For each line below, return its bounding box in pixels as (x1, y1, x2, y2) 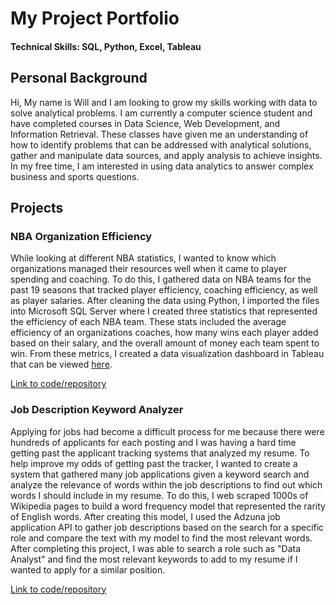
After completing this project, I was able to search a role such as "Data (10, 542, 302, 554)
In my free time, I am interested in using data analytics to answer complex (10, 160, 314, 172)
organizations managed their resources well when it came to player (10, 263, 287, 275)
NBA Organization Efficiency (10, 229, 153, 243)
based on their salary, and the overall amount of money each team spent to (10, 337, 320, 349)
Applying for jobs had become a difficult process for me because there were (10, 425, 325, 437)
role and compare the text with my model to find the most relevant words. (10, 532, 313, 544)
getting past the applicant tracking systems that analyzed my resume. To (10, 447, 310, 459)
